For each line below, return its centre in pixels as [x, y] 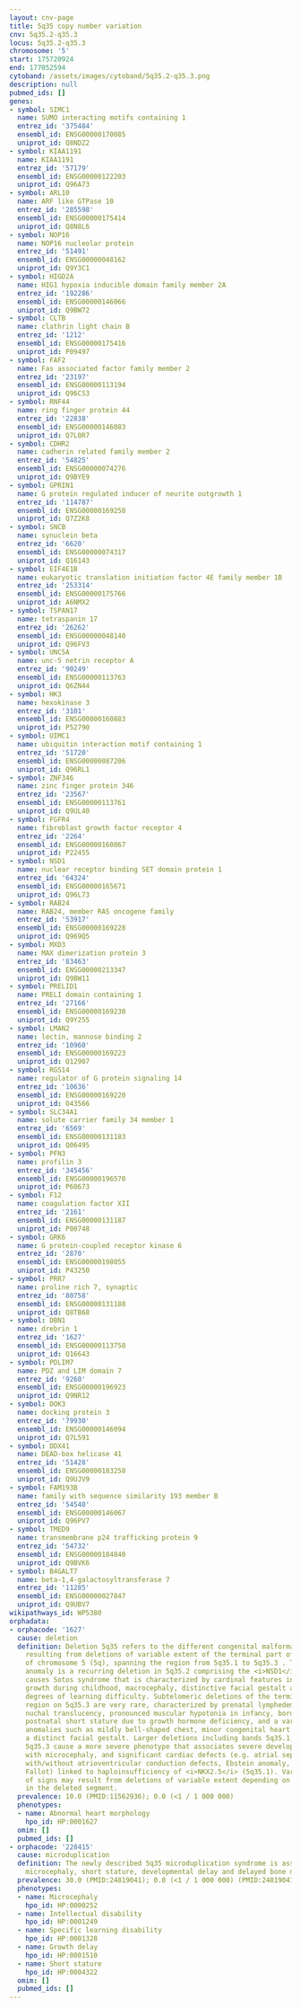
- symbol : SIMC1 [39, 110]
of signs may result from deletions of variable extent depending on [158, 1780]
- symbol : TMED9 [39, 1530]
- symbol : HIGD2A [42, 277]
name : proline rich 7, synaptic [78, 1287]
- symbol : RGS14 [39, 1070]
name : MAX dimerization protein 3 [82, 953]
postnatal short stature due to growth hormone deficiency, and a [152, 1721]
